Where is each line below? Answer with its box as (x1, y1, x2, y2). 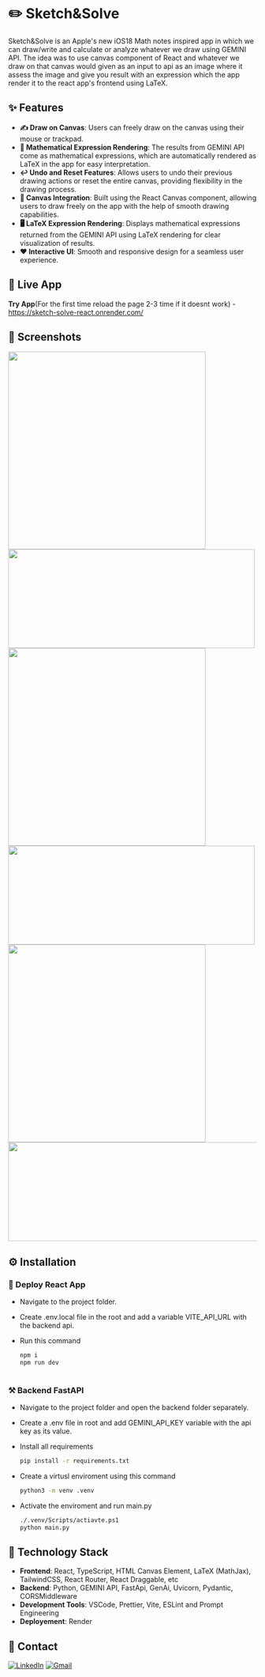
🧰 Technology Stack (8, 1545, 109, 1558)
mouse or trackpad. (19, 134, 84, 143)
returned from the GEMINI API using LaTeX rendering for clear (19, 229, 221, 240)
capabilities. (19, 210, 59, 219)
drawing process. (19, 184, 77, 194)
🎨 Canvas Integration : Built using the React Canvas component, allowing (19, 193, 257, 202)
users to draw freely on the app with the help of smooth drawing (19, 201, 230, 210)
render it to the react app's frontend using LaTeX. (8, 78, 168, 88)
